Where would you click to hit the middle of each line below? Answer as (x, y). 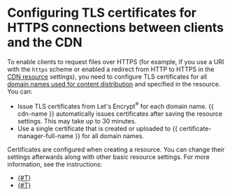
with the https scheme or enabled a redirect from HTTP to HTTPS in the (111, 69)
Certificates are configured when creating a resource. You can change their (116, 149)
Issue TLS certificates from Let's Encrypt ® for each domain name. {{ (116, 105)
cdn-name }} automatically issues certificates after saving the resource (120, 114)
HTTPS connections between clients (116, 28)
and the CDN (45, 43)
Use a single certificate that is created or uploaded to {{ (97, 128)
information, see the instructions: (55, 164)
